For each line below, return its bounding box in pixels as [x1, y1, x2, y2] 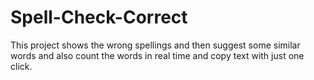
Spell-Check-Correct [10, 6, 188, 29]
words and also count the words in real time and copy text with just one [10, 49, 305, 61]
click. [10, 60, 33, 72]
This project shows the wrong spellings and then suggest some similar [10, 39, 301, 51]
